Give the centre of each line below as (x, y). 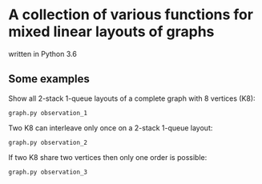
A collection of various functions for (131, 15)
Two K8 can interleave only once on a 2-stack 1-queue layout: (111, 128)
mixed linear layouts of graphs (111, 32)
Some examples (49, 79)
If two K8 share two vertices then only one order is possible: (108, 157)
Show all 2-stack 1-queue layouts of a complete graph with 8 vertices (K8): (132, 98)
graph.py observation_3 (48, 172)
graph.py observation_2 (48, 142)
